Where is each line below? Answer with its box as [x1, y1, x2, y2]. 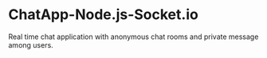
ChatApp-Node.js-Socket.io [8, 6, 199, 24]
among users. [8, 40, 53, 49]
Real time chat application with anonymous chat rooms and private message [8, 32, 259, 41]
